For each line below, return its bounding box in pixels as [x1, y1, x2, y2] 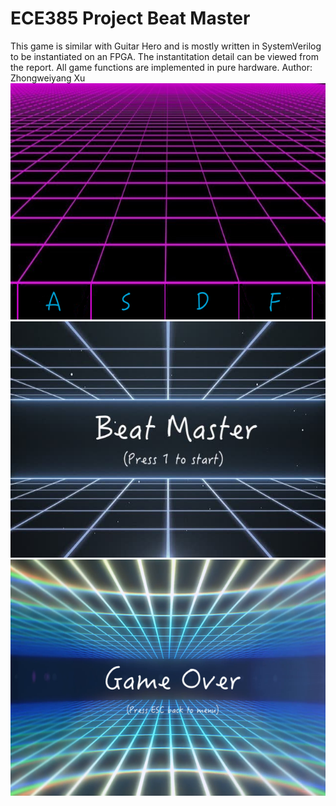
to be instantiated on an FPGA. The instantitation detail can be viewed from [10, 50, 319, 62]
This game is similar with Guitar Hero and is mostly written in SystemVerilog [10, 40, 322, 52]
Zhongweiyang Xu [10, 72, 86, 84]
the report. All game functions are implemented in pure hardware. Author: [10, 61, 313, 73]
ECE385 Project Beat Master [10, 7, 251, 30]
